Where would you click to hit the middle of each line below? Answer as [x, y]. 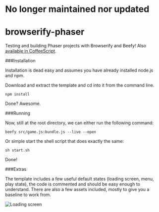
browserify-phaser [45, 32]
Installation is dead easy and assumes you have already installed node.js [79, 70]
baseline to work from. [28, 195]
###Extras [16, 169]
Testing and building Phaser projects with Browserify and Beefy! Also [76, 46]
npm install [17, 95]
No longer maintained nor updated [77, 9]
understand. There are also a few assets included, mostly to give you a [77, 190]
